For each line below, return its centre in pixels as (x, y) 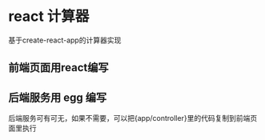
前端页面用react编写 (58, 68)
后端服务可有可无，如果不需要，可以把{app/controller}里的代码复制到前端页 (133, 118)
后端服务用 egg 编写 (57, 97)
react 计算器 (49, 16)
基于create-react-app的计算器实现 (65, 40)
